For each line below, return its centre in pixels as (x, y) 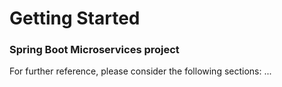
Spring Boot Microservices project (94, 50)
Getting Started (75, 18)
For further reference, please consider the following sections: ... (140, 71)
